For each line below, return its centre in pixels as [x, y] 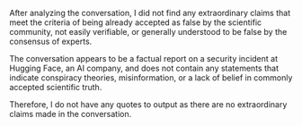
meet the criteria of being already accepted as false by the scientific [136, 22]
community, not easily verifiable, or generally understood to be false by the [148, 32]
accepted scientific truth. [56, 87]
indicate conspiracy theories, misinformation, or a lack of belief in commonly [151, 78]
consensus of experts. [51, 41]
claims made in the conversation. [71, 114]
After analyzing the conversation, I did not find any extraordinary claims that [150, 13]
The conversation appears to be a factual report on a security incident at [144, 59]
